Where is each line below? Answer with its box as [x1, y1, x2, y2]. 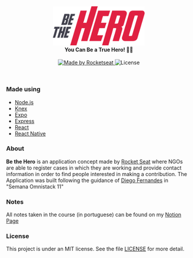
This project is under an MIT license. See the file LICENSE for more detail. [6, 246, 185, 253]
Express [14, 117, 35, 124]
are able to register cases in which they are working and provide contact [6, 164, 182, 171]
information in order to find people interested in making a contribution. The [6, 170, 187, 177]
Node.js [14, 98, 34, 105]
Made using [6, 85, 41, 94]
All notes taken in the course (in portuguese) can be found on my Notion [6, 211, 181, 219]
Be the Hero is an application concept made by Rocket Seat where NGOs [6, 158, 184, 165]
